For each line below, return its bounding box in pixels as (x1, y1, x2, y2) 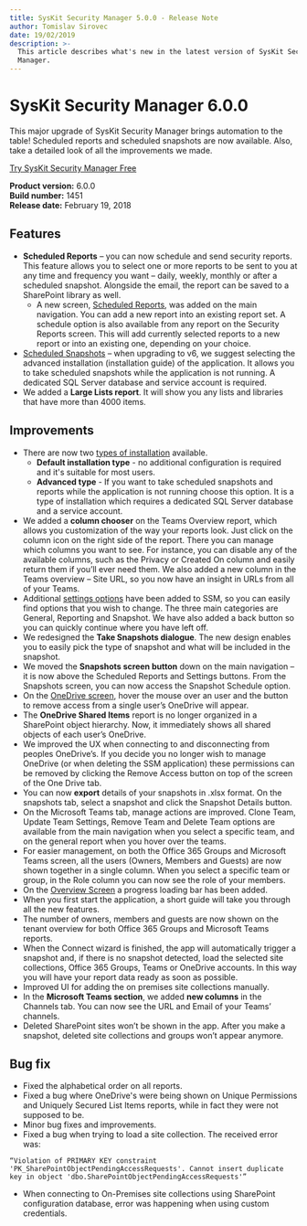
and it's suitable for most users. (36, 466, 155, 477)
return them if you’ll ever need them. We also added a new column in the (22, 563, 297, 574)
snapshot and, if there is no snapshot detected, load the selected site (22, 952, 284, 963)
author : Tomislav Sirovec (9, 22, 108, 31)
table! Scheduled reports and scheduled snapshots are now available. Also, (9, 134, 293, 146)
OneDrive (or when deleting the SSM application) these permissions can (22, 758, 295, 769)
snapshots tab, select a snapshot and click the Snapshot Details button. (22, 796, 292, 807)
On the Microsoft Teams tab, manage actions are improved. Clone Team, (22, 806, 297, 817)
